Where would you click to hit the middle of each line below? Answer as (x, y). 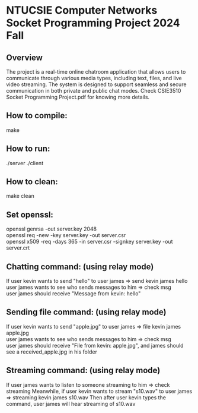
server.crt (18, 248)
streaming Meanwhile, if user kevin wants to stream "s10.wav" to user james (99, 391)
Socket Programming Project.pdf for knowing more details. (78, 97)
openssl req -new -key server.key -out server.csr (66, 235)
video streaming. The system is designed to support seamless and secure (96, 84)
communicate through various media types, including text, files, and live (94, 78)
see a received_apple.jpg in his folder (52, 352)
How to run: (28, 149)
